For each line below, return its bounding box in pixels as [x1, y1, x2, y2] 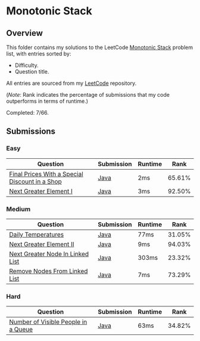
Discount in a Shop [9, 177, 62, 186]
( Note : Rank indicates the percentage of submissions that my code [6, 91, 170, 98]
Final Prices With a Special [9, 170, 83, 178]
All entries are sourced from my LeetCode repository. [6, 79, 137, 87]
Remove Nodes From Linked [9, 267, 88, 275]
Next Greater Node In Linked [9, 250, 89, 258]
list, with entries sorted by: [6, 50, 71, 57]
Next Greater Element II [9, 240, 74, 248]
